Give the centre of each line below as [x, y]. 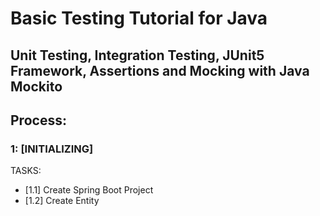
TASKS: [26, 171]
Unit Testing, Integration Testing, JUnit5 [137, 55]
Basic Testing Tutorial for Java [139, 18]
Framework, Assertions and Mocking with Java [160, 70]
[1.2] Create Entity [62, 201]
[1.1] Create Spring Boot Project [89, 190]
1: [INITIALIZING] [52, 149]
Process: [38, 120]
